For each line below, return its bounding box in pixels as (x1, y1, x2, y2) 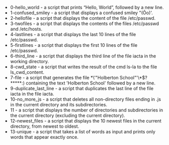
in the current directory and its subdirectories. (10, 102, 108, 107)
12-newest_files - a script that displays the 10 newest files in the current (10, 118, 162, 124)
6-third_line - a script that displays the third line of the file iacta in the (10, 53, 156, 59)
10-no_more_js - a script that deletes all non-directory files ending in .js (10, 96, 161, 102)
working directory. (10, 59, 49, 64)
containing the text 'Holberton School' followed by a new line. (25, 80, 156, 86)
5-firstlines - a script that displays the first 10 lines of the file (10, 42, 138, 48)
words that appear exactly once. (10, 134, 78, 140)
